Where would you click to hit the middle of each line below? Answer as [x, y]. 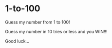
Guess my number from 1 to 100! [37, 22]
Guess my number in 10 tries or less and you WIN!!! [56, 31]
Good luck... [17, 41]
